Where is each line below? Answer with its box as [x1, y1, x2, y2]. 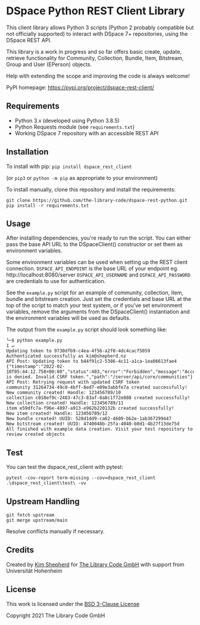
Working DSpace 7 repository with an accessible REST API [14, 129, 159, 136]
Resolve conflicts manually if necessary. [6, 528, 105, 534]
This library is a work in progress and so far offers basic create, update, [6, 48, 182, 55]
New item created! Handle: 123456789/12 [6, 411, 108, 416]
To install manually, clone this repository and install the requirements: [6, 186, 176, 193]
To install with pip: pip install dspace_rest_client [6, 163, 132, 170]
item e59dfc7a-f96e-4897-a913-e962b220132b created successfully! [6, 405, 174, 412]
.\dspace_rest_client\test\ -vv [6, 480, 86, 486]
